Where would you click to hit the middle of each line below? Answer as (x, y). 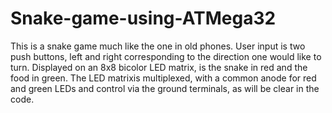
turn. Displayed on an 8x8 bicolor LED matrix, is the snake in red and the (159, 67)
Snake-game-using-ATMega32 (143, 18)
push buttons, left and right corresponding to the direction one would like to (166, 56)
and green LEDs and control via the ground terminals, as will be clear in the (165, 88)
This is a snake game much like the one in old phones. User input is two (158, 46)
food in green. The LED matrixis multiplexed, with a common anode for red (163, 78)
